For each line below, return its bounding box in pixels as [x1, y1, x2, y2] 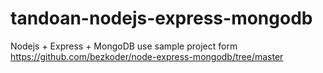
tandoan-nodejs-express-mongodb [10, 7, 313, 30]
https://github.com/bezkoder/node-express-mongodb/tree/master [10, 50, 284, 62]
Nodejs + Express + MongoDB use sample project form [10, 40, 238, 52]
